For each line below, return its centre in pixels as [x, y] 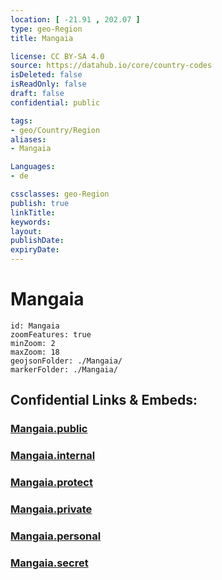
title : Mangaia [42, 38]
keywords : [31, 222]
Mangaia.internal [53, 456]
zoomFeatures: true [51, 334]
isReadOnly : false [48, 84]
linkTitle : [33, 212]
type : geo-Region [46, 29]
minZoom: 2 [33, 343]
